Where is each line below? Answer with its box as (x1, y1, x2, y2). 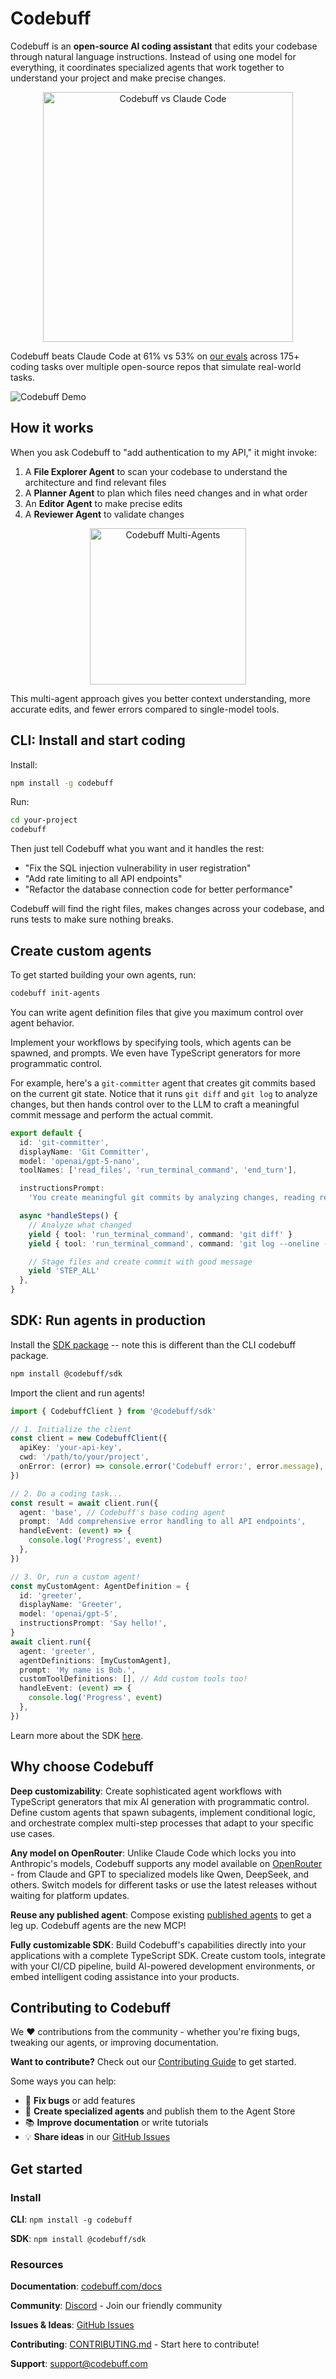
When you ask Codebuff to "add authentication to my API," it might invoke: (10, 446, 317, 458)
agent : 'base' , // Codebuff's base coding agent (19, 1507, 226, 1517)
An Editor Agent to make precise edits (24, 497, 183, 509)
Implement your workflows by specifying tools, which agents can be (10, 1036, 292, 1048)
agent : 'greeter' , (19, 1646, 97, 1656)
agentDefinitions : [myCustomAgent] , (19, 1655, 172, 1666)
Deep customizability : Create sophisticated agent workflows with (10, 1785, 282, 1797)
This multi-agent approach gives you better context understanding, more (10, 692, 311, 704)
